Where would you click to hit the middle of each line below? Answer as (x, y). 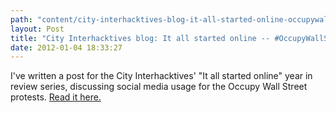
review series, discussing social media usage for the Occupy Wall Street (159, 87)
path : (21, 19)
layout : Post (37, 29)
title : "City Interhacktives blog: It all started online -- (140, 38)
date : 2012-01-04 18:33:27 (66, 47)
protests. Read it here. (56, 97)
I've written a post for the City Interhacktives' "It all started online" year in (161, 76)
